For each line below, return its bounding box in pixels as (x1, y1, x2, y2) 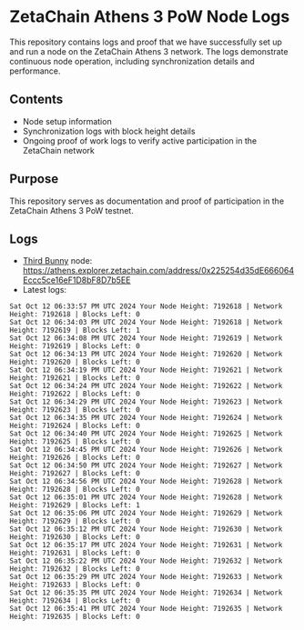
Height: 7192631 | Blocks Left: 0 (9, 548, 141, 558)
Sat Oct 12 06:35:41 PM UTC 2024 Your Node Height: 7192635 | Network (9, 605, 283, 614)
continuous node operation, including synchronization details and (9, 55, 255, 66)
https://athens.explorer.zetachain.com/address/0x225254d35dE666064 (22, 265, 294, 276)
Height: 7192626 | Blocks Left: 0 (9, 453, 141, 463)
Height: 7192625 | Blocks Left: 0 (9, 437, 141, 446)
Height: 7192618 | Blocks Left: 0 (9, 310, 141, 319)
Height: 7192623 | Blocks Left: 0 (9, 405, 141, 415)
